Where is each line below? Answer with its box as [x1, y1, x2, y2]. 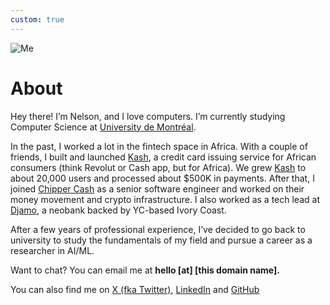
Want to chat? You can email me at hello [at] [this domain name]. [10, 264, 280, 276]
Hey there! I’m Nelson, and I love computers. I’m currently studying [10, 110, 286, 122]
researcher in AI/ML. [10, 244, 95, 256]
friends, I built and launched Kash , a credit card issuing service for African [10, 151, 317, 163]
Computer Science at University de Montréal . [10, 121, 197, 133]
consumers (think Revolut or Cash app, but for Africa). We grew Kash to [10, 161, 307, 173]
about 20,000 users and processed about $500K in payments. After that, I [10, 172, 315, 184]
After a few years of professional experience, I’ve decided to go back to [10, 223, 306, 235]
